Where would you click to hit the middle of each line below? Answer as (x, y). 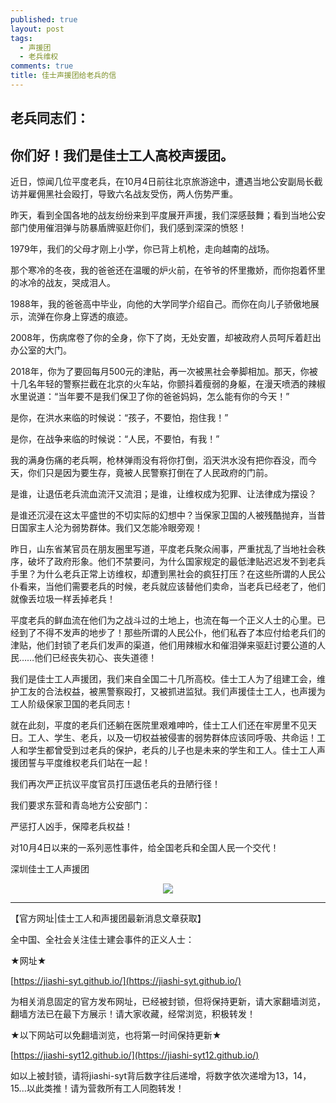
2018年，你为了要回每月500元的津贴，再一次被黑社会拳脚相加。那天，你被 (164, 372)
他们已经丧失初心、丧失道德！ (96, 658)
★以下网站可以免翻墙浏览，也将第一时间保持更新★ (116, 1035)
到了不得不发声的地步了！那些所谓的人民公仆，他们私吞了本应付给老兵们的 (172, 633)
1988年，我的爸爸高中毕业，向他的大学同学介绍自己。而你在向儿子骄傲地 (160, 304)
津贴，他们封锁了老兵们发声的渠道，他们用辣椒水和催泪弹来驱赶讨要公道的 (163, 645)
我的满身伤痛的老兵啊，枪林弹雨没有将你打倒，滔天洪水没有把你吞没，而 (159, 460)
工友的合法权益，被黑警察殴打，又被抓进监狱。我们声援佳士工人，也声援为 (172, 692)
